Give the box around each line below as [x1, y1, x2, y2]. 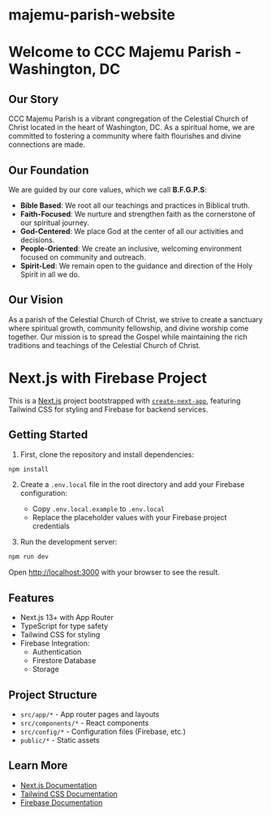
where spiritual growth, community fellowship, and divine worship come [8, 323, 249, 333]
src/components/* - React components [19, 718, 149, 727]
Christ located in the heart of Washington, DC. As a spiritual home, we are [8, 123, 256, 132]
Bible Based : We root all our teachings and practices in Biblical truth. [19, 201, 250, 210]
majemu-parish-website [8, 6, 176, 24]
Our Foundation [8, 163, 89, 177]
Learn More [8, 759, 68, 773]
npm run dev [8, 553, 49, 561]
